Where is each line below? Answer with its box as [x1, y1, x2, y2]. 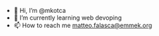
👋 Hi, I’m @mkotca [13, 7, 66, 14]
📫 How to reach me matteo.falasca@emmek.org [13, 21, 153, 29]
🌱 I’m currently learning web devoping [13, 14, 122, 22]
